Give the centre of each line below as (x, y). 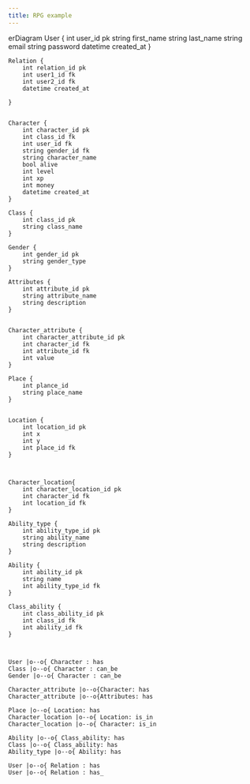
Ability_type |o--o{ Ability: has (65, 752)
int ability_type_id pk (62, 531)
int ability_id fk (52, 627)
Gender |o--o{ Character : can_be (65, 676)
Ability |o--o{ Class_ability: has (67, 738)
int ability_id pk (52, 572)
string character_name (60, 158)
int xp (33, 178)
